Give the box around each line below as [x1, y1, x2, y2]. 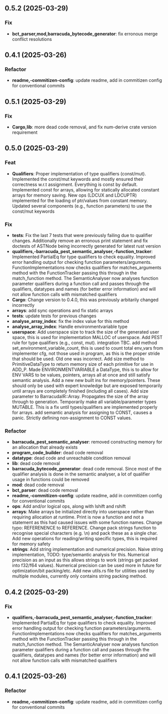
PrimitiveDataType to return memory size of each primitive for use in [12, 361, 154, 367]
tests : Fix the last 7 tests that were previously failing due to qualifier [12, 232, 153, 239]
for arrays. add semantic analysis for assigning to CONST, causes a [12, 409, 152, 416]
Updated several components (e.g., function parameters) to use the [12, 203, 152, 209]
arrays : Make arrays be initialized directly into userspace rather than [12, 509, 154, 515]
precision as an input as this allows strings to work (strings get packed [12, 557, 158, 563]
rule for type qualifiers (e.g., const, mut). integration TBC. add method [12, 340, 157, 346]
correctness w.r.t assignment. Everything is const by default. [12, 181, 138, 187]
